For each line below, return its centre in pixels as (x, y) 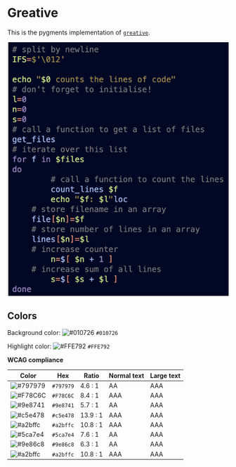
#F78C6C (63, 396)
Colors (22, 316)
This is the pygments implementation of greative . (79, 32)
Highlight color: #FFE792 (59, 346)
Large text (165, 375)
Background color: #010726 (63, 333)
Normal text (126, 375)
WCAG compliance (35, 360)
